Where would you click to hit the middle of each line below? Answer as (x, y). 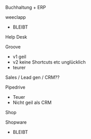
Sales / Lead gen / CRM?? (32, 77)
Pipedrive (15, 87)
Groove (13, 47)
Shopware (16, 122)
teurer (19, 67)
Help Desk (16, 37)
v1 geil (19, 57)
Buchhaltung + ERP (26, 7)
